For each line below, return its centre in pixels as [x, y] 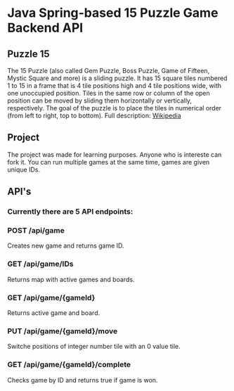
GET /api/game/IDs [40, 264]
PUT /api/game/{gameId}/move [63, 331]
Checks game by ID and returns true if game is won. [83, 380]
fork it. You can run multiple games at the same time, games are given [109, 162]
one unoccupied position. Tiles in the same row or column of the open [109, 93]
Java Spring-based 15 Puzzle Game [113, 13]
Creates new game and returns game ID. [66, 246]
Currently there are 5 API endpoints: [70, 212]
